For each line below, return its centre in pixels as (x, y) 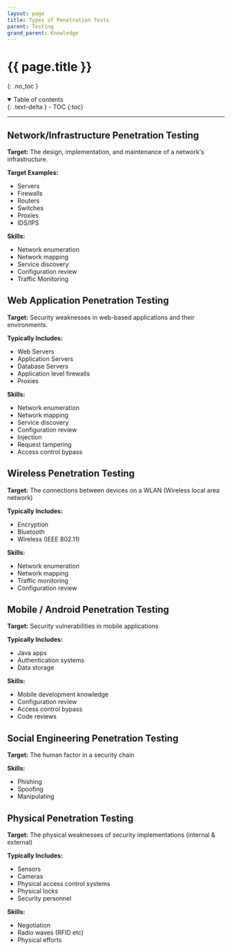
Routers (28, 201)
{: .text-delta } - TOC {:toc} (46, 107)
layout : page (26, 13)
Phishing (30, 782)
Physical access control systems (64, 884)
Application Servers (45, 359)
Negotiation (33, 925)
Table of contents (38, 100)
